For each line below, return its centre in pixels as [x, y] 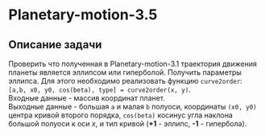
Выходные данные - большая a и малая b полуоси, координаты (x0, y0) [132, 107]
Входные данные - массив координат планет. [87, 98]
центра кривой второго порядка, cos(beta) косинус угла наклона [121, 115]
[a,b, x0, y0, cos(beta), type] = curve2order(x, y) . [99, 89]
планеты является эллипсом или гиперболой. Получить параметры [125, 72]
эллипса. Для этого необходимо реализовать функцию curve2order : [126, 81]
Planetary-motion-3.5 [83, 15]
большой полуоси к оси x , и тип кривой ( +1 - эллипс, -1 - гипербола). [128, 124]
